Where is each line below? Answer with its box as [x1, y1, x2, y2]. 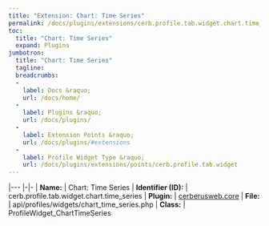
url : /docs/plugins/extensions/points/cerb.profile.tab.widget [22, 161, 239, 169]
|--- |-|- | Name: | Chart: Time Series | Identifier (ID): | [8, 183, 188, 192]
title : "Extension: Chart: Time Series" [8, 11, 146, 20]
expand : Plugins [15, 42, 70, 50]
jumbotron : [8, 49, 45, 57]
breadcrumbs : [15, 71, 59, 79]
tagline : [15, 64, 45, 72]
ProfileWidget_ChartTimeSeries [8, 208, 112, 218]
